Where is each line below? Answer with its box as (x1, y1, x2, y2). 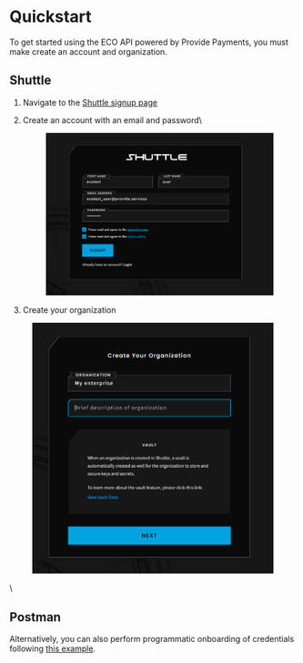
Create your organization (22, 305, 116, 316)
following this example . (9, 643, 96, 654)
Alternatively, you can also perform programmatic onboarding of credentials (9, 634, 295, 645)
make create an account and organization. (9, 46, 168, 57)
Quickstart (9, 6, 93, 27)
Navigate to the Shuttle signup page (22, 97, 157, 108)
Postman (9, 609, 62, 625)
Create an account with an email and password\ (22, 114, 203, 125)
